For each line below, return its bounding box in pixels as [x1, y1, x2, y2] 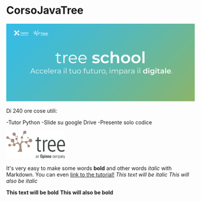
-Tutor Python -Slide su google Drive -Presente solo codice [6, 119, 153, 126]
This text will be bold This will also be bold [6, 189, 114, 196]
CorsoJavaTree [6, 4, 84, 17]
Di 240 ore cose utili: [6, 107, 58, 115]
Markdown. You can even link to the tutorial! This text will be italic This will [6, 171, 190, 178]
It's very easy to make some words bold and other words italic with [6, 165, 172, 172]
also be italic [6, 177, 38, 185]
